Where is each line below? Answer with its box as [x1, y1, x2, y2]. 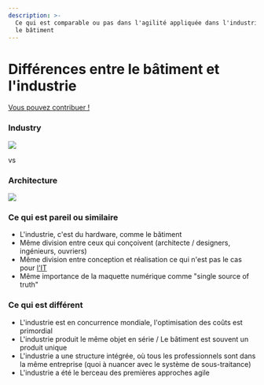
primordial [19, 326, 53, 335]
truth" [19, 280, 39, 290]
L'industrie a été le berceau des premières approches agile [19, 368, 210, 377]
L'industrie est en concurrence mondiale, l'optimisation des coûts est [19, 317, 244, 327]
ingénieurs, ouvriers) [19, 246, 88, 256]
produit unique [19, 342, 68, 352]
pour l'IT [19, 263, 47, 272]
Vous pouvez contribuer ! [8, 103, 90, 113]
